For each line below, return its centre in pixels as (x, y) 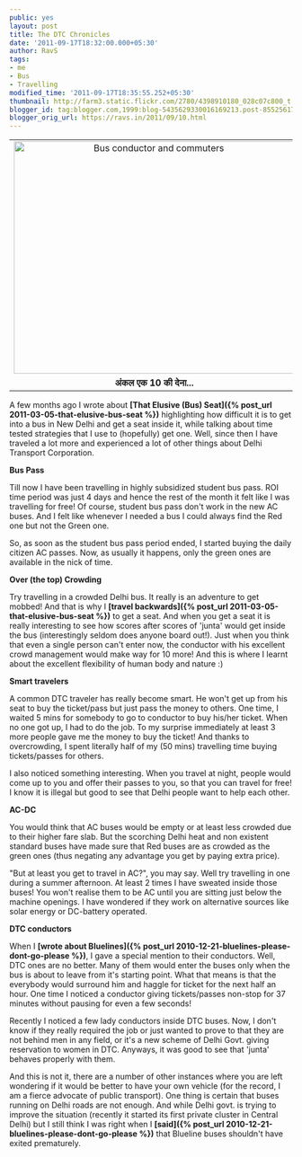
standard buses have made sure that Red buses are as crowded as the (140, 846)
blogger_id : (31, 110)
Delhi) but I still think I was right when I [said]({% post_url (117, 1125)
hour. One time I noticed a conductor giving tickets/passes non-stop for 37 (147, 994)
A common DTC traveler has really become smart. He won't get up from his (148, 699)
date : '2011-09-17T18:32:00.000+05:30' (84, 43)
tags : (19, 59)
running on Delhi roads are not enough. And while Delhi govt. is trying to (143, 1105)
